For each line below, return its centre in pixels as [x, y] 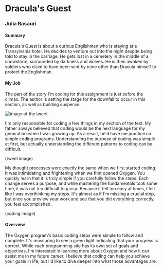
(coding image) [20, 213]
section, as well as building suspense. [43, 104]
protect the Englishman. [29, 72]
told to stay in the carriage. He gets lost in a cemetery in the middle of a [77, 56]
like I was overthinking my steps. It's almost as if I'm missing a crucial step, [80, 194]
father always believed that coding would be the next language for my [75, 128]
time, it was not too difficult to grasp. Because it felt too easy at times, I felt [80, 188]
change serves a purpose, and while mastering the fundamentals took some [81, 183]
